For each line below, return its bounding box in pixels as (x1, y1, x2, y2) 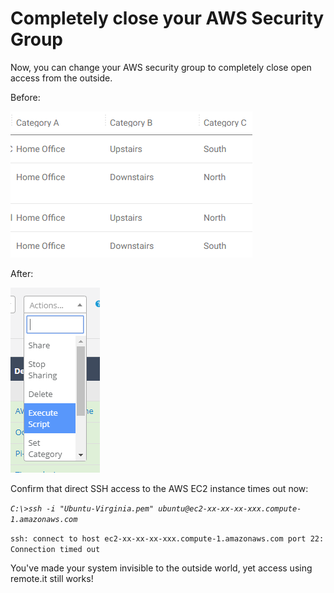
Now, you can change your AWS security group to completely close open (10, 61, 312, 73)
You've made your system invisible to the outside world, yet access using (10, 562, 313, 574)
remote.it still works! (10, 572, 94, 584)
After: (10, 267, 34, 279)
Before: (10, 91, 41, 103)
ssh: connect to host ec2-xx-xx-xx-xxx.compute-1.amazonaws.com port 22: (10, 533, 325, 544)
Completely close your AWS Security (10, 7, 325, 30)
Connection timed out (10, 544, 101, 554)
